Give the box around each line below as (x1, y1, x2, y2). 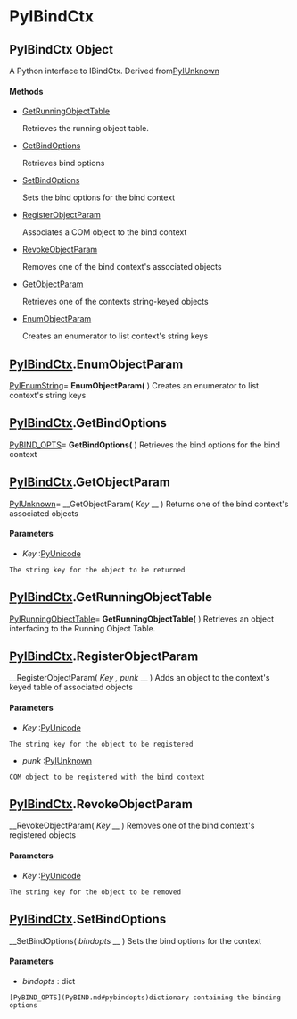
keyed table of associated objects (9, 681, 134, 693)
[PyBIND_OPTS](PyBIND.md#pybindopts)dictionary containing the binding (9, 993, 281, 1002)
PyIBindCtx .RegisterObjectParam (9, 649, 199, 664)
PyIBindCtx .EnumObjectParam (9, 356, 184, 372)
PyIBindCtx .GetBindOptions (9, 415, 168, 430)
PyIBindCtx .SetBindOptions (9, 912, 167, 927)
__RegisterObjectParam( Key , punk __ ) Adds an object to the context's (9, 672, 270, 683)
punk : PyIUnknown (21, 755, 92, 765)
